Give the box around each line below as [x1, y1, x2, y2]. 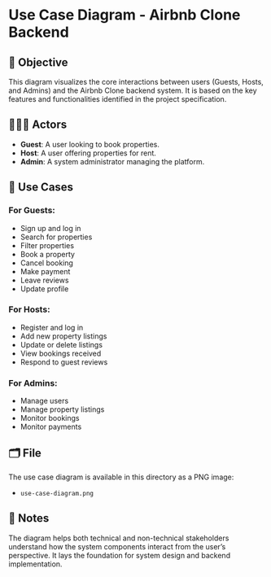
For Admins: [8, 377, 59, 388]
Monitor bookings [20, 413, 80, 423]
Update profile [20, 283, 69, 294]
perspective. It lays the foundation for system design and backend [8, 550, 230, 560]
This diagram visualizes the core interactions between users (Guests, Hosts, [8, 77, 264, 86]
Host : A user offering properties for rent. [20, 148, 157, 158]
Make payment [20, 266, 71, 276]
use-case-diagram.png [20, 489, 94, 497]
